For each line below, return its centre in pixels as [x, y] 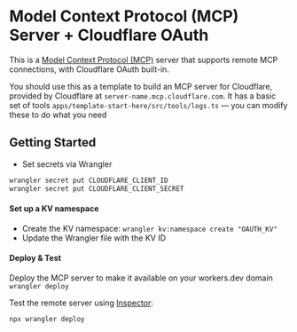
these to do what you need [58, 115]
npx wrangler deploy [47, 319]
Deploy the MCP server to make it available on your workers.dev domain [141, 278]
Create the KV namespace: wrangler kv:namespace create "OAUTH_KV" [149, 228]
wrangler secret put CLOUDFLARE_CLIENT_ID [89, 180]
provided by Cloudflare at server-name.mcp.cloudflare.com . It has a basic [143, 96]
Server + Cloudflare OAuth [109, 35]
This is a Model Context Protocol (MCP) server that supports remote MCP [144, 59]
